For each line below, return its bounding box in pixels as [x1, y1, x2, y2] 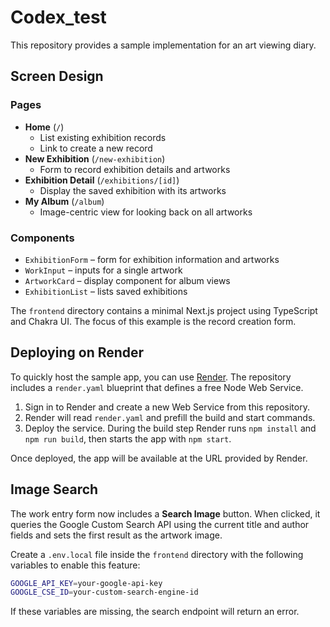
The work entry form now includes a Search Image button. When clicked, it [10, 507, 321, 520]
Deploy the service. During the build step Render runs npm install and [24, 422, 317, 434]
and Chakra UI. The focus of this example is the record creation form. [10, 315, 297, 327]
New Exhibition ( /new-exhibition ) [24, 152, 166, 165]
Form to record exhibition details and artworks [39, 163, 231, 175]
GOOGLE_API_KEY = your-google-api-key [10, 578, 163, 588]
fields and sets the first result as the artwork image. [10, 529, 223, 541]
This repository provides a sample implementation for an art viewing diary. [10, 39, 317, 51]
